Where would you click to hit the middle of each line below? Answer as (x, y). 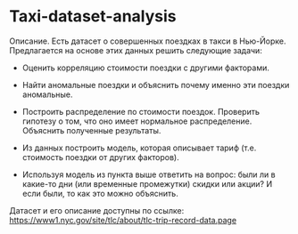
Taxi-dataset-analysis (93, 16)
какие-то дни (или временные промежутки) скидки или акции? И (147, 183)
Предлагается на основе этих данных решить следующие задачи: (136, 50)
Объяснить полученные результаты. (91, 130)
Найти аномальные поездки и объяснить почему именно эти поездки (156, 85)
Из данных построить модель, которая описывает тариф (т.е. (139, 148)
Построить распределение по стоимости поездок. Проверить (141, 111)
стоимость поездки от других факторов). (101, 157)
